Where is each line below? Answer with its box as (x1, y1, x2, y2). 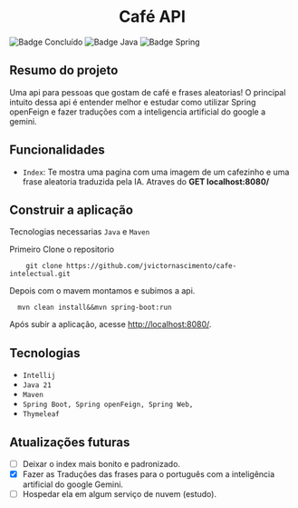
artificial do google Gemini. (22, 479, 124, 490)
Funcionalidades (9, 143, 106, 158)
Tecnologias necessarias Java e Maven (9, 226, 150, 237)
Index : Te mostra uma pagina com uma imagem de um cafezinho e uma (22, 166, 290, 177)
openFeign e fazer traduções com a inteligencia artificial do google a (9, 106, 266, 117)
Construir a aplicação (9, 202, 134, 217)
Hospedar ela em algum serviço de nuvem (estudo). (22, 489, 217, 500)
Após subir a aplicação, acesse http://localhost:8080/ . (9, 319, 212, 330)
